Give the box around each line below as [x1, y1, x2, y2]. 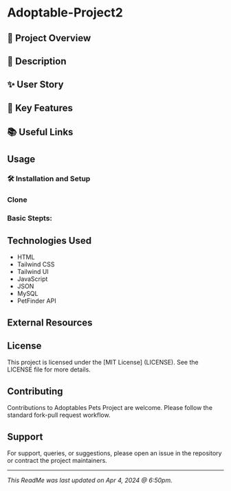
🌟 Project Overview [7, 32, 91, 44]
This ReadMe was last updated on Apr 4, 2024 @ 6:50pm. [7, 476, 173, 484]
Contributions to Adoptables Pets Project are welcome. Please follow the [7, 404, 213, 412]
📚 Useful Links [7, 126, 74, 138]
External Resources [7, 317, 93, 328]
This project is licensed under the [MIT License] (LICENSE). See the [7, 358, 199, 367]
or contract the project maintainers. [7, 456, 108, 464]
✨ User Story [7, 79, 64, 91]
